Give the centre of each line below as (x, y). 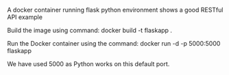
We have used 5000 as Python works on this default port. (88, 64)
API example (25, 17)
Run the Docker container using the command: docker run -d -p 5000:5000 (114, 43)
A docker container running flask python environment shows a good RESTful (115, 10)
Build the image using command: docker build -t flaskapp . (90, 30)
